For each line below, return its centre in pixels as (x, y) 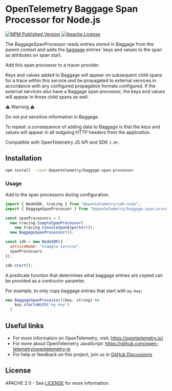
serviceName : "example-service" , (46, 247)
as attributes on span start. (34, 55)
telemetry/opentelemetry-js (41, 349)
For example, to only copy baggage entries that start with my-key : (74, 291)
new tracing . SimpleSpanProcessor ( (47, 223)
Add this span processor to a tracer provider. (52, 65)
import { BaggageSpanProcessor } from (47, 209)
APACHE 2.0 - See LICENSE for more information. (58, 383)
